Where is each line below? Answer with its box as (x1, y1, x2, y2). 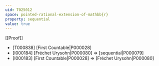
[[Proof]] (5, 35, 23, 41)
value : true (5, 21, 30, 26)
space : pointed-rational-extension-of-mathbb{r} (5, 12, 108, 17)
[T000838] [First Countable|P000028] (12, 44, 91, 50)
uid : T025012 (5, 7, 32, 12)
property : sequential (5, 16, 50, 21)
